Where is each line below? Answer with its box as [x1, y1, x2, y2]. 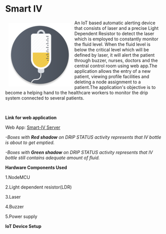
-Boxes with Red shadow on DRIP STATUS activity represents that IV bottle [5, 134, 161, 140]
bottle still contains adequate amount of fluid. [5, 155, 100, 161]
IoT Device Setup [5, 223, 42, 229]
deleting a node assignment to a [74, 79, 141, 85]
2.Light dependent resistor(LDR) [5, 184, 72, 190]
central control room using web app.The [74, 63, 157, 69]
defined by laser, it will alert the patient [74, 52, 155, 58]
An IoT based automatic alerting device [74, 20, 156, 26]
